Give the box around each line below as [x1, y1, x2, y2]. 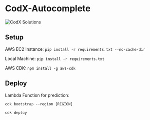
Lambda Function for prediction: [5, 92, 70, 98]
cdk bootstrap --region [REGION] [5, 101, 73, 106]
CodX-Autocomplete [5, 3, 91, 14]
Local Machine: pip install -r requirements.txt [5, 56, 105, 61]
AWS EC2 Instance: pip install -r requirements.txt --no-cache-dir [5, 46, 146, 52]
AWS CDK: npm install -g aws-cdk [5, 65, 75, 71]
